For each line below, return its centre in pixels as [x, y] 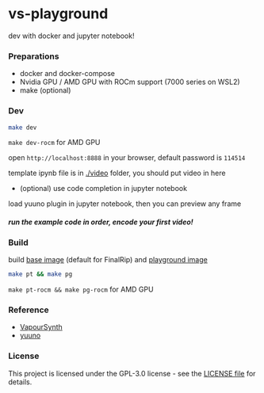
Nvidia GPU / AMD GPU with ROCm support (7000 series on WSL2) [130, 82]
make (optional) [45, 90]
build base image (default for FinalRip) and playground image [108, 260]
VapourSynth [41, 327]
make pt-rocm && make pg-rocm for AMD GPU [81, 289]
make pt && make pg [40, 274]
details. [20, 382]
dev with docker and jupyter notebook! [71, 36]
